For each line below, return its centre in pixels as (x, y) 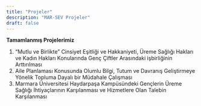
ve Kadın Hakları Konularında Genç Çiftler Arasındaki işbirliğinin (94, 58)
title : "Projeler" (29, 12)
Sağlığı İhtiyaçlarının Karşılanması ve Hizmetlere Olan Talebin (91, 90)
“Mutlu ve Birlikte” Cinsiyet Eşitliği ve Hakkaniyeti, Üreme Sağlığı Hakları (104, 52)
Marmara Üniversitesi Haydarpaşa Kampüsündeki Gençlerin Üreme (98, 84)
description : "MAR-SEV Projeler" (48, 17)
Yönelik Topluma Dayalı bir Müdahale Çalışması (74, 77)
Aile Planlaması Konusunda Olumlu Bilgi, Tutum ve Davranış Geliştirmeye (105, 71)
